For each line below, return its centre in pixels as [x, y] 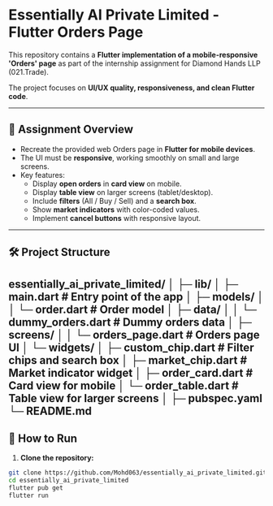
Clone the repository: [57, 458]
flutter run [28, 495]
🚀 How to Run [43, 438]
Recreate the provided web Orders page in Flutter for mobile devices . [138, 149]
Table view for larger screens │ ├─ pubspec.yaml [135, 398]
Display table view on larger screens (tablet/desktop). [123, 192]
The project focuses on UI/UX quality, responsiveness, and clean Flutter [132, 88]
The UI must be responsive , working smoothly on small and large [130, 158]
